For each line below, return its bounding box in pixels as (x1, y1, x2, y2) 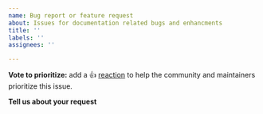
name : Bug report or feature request (8, 11, 134, 20)
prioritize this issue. (8, 82, 73, 91)
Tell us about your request (8, 97, 97, 107)
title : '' (8, 26, 41, 34)
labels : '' (8, 33, 45, 42)
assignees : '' (8, 41, 56, 49)
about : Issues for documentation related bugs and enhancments (8, 19, 223, 27)
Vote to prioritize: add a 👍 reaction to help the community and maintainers (8, 70, 256, 80)
